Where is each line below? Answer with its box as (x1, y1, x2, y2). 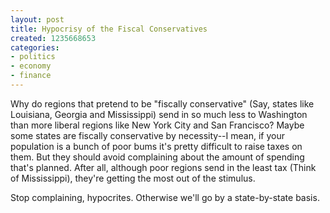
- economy (10, 61, 52, 71)
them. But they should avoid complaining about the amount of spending (10, 151, 305, 163)
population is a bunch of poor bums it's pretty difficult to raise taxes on (10, 140, 303, 152)
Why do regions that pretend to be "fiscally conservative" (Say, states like (10, 97, 315, 110)
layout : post (10, 14, 65, 25)
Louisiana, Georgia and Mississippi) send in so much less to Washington (10, 108, 308, 120)
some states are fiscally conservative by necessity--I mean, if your (10, 129, 285, 141)
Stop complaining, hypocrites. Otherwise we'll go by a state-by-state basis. (10, 191, 320, 203)
